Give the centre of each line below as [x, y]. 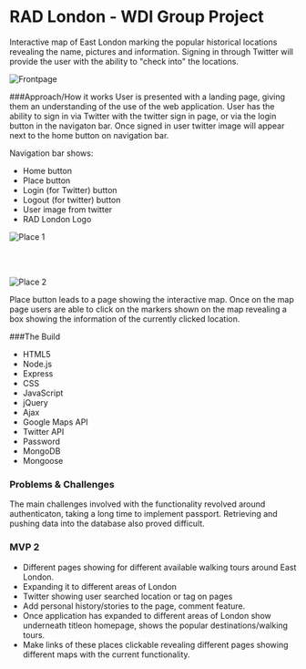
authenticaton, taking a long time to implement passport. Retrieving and [143, 514]
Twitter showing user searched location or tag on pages [127, 596]
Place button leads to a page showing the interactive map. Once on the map [152, 299]
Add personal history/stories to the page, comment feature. [134, 606]
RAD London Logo [57, 219]
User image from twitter [67, 209]
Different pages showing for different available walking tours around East [159, 567]
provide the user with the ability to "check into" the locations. [124, 61]
